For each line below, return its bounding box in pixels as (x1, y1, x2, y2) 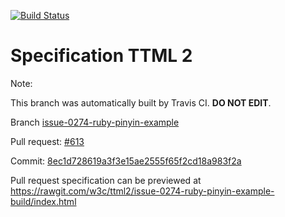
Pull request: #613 (10, 135, 85, 147)
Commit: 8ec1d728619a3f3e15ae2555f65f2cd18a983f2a (10, 155, 242, 167)
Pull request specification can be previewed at (10, 174, 202, 186)
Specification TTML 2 (10, 45, 193, 67)
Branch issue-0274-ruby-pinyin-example (10, 116, 180, 128)
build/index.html (10, 195, 77, 207)
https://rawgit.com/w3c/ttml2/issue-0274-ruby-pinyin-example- (10, 185, 275, 197)
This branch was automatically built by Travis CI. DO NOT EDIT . (10, 96, 272, 109)
